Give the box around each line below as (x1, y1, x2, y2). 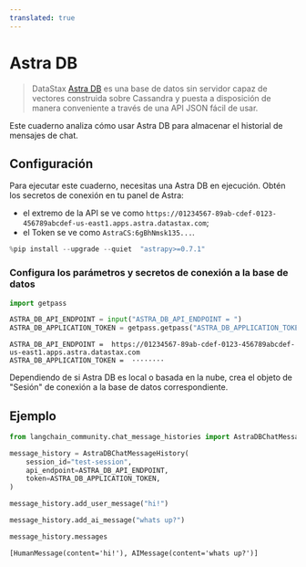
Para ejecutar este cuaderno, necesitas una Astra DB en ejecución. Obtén (9, 180, 286, 192)
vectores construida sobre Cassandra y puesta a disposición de (31, 92, 271, 103)
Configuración (9, 156, 94, 172)
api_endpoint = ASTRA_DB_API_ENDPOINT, (25, 466, 169, 475)
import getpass (9, 299, 67, 308)
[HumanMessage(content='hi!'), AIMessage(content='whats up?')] (9, 549, 259, 558)
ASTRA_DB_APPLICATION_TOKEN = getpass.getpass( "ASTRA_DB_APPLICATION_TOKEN (9, 323, 303, 333)
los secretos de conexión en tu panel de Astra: (9, 190, 184, 201)
